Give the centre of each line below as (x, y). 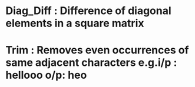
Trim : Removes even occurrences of (97, 50)
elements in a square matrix (75, 23)
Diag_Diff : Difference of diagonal (88, 11)
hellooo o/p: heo (46, 75)
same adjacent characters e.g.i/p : (91, 63)
